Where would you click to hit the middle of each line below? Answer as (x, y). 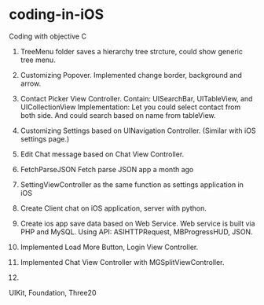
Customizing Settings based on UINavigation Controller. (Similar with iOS (138, 130)
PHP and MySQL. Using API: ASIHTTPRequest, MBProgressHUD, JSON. (137, 232)
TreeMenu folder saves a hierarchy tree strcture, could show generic (131, 51)
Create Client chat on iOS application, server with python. (113, 208)
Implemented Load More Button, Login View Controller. (109, 247)
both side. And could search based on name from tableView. (118, 115)
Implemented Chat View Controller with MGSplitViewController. (122, 262)
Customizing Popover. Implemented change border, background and (131, 75)
